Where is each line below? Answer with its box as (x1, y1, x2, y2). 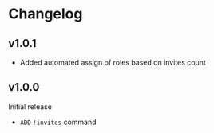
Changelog (8, 5, 83, 23)
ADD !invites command (19, 117, 97, 127)
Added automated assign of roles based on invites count (19, 57, 206, 67)
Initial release (8, 101, 52, 111)
